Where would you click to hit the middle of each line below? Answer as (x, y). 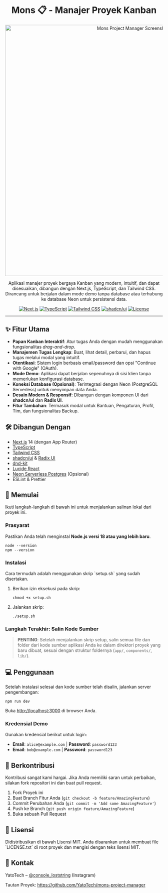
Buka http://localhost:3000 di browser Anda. (51, 711)
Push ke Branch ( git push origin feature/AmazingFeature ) (73, 809)
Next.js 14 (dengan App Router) (45, 442)
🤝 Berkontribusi (30, 765)
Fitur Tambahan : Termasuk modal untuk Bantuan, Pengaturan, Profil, (83, 405)
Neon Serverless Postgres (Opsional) (50, 474)
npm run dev (17, 702)
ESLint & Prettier (29, 479)
